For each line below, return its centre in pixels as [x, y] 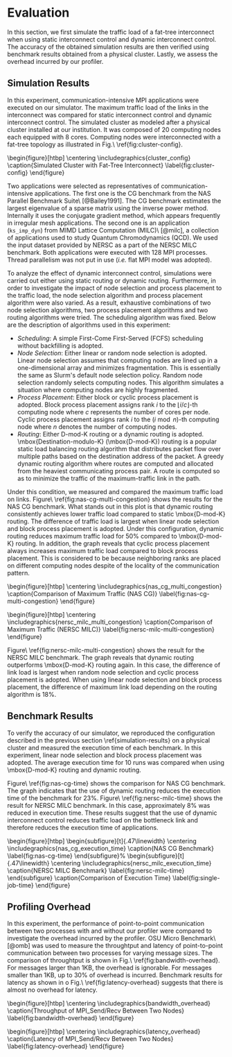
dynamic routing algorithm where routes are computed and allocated [115, 464]
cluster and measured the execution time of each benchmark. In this [105, 747]
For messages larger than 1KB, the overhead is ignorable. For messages [110, 968]
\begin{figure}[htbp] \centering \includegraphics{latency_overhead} [104, 1031]
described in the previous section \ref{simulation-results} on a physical [108, 740]
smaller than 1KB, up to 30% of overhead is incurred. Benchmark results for [115, 975]
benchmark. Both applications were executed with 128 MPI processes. [107, 252]
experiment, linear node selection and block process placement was [105, 755]
